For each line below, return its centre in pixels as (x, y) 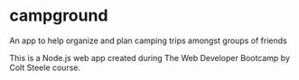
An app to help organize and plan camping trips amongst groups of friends (148, 40)
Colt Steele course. (45, 67)
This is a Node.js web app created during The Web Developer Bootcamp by (150, 58)
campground (59, 16)
